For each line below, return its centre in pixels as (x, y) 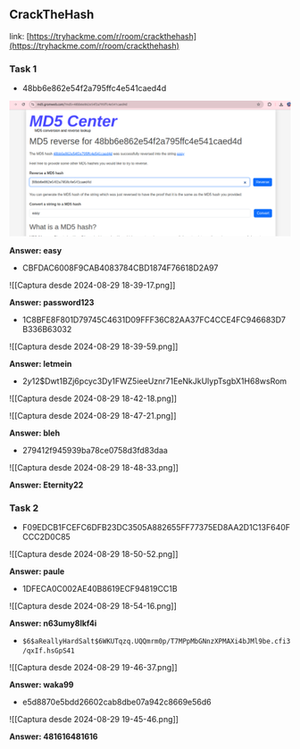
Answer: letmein (41, 363)
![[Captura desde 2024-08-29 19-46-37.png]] (93, 668)
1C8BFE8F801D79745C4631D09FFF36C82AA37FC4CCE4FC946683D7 (154, 320)
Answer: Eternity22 (46, 485)
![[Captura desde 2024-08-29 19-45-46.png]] (94, 720)
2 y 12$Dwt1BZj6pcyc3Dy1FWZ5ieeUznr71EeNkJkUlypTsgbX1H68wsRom (154, 381)
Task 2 (24, 508)
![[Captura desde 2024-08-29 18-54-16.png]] (93, 606)
